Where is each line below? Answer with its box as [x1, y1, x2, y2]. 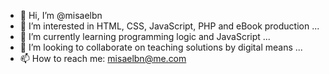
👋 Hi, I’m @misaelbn [19, 10, 103, 21]
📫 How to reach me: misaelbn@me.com [19, 53, 187, 64]
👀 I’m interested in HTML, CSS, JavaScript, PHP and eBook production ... [19, 20, 320, 32]
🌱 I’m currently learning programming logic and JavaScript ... [19, 31, 271, 42]
